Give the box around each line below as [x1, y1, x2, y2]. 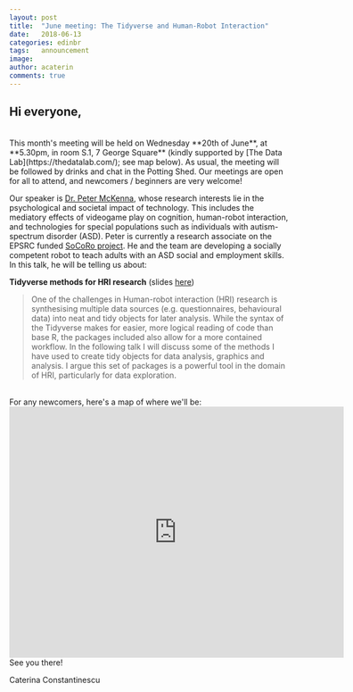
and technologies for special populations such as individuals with [9, 221, 249, 232]
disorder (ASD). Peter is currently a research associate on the [45, 230, 273, 241]
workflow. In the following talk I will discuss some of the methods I [30, 341, 275, 352]
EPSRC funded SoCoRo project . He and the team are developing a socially [9, 240, 282, 251]
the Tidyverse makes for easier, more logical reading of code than [30, 322, 274, 333]
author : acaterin [9, 63, 74, 72]
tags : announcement [9, 46, 90, 55]
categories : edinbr [9, 38, 82, 47]
